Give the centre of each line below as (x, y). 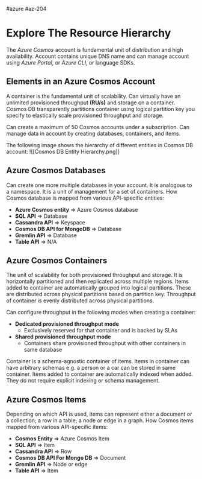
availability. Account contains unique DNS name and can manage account (98, 56)
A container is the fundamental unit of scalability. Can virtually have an (93, 96)
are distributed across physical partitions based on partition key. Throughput (101, 294)
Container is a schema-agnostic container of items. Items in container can (98, 361)
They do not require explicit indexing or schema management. (83, 381)
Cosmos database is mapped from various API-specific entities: (85, 198)
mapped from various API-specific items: (57, 427)
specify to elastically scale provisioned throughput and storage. (85, 115)
